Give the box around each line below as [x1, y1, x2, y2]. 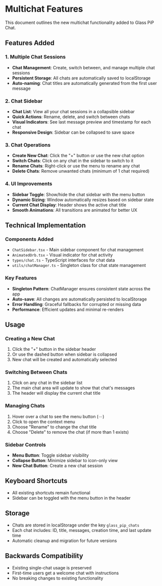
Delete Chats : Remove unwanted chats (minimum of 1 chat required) [12, 168, 150, 174]
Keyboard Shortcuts [5, 477, 68, 485]
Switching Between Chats [5, 369, 68, 376]
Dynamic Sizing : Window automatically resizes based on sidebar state [12, 197, 154, 202]
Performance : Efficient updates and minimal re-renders [12, 306, 124, 312]
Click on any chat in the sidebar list [12, 380, 83, 386]
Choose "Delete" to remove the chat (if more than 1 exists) [12, 429, 129, 435]
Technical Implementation [5, 221, 86, 229]
